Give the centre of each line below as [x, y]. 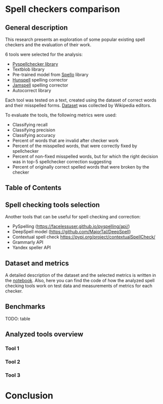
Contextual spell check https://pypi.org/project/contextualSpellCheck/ [84, 237]
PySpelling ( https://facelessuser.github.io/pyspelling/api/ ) [71, 226]
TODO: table [18, 318]
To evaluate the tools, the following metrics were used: [61, 115]
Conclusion [29, 396]
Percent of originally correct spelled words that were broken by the [81, 167]
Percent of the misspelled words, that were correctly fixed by [75, 146]
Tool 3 [13, 375]
